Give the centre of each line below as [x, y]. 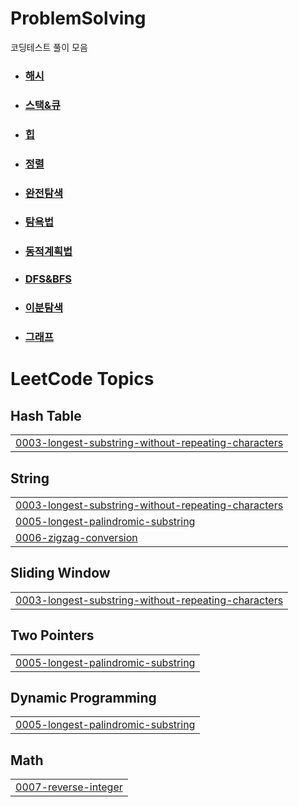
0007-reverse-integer [69, 787]
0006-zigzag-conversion [76, 537]
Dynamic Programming [83, 697]
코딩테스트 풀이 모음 [49, 47]
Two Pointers [52, 635]
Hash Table [46, 415]
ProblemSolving [78, 18]
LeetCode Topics [82, 379]
